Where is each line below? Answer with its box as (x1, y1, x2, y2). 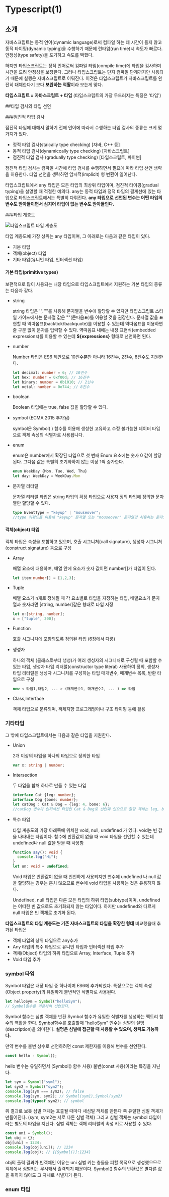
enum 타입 (5, 1186, 31, 1193)
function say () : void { (12, 850, 63, 855)
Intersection (12, 772, 38, 778)
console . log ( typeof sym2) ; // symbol (5, 1098, 84, 1104)
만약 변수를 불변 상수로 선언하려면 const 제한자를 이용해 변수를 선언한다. (5, 1043, 147, 1049)
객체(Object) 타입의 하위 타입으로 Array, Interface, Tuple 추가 (12, 950, 135, 956)
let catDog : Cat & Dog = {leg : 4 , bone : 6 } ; (12, 802, 110, 807)
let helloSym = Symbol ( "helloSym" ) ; (5, 999, 82, 1004)
